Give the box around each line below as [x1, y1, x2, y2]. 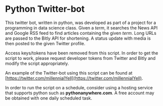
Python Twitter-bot [5, 3, 85, 15]
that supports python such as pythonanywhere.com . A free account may [5, 90, 155, 96]
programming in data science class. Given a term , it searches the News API [5, 25, 158, 30]
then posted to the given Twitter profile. [5, 40, 85, 46]
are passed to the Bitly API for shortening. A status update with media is [5, 35, 151, 41]
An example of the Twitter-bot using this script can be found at [5, 70, 133, 76]
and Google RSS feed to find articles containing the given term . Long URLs [5, 30, 157, 36]
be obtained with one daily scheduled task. [5, 95, 93, 101]
